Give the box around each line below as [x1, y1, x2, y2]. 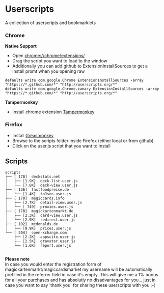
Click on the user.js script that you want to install [12, 143, 110, 148]
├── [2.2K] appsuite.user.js [14, 234, 76, 239]
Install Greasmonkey [12, 132, 54, 138]
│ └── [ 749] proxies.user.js [5, 205, 74, 209]
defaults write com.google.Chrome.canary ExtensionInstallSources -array [5, 87, 160, 91]
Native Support [5, 43, 37, 49]
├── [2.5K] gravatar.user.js [14, 239, 76, 244]
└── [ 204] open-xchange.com [5, 230, 67, 235]
